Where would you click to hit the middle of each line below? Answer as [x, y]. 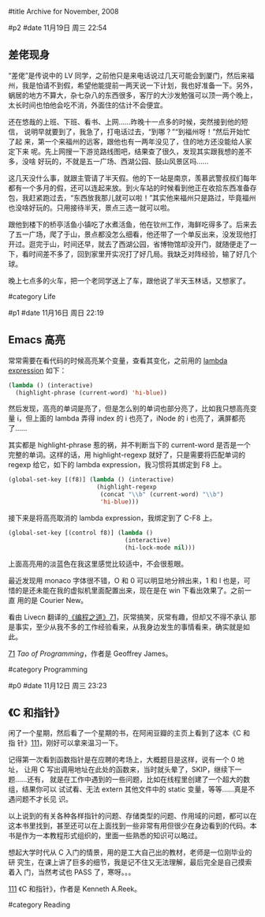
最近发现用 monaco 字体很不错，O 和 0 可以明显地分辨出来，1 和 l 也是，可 [129, 580]
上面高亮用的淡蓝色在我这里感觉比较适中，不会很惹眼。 [98, 563]
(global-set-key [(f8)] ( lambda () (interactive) [91, 480]
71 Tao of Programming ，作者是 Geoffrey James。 [90, 653]
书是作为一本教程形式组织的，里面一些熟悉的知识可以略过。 [105, 836]
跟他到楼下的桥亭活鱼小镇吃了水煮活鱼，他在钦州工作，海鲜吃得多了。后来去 [132, 224]
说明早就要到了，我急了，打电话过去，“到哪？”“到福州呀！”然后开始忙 [137, 131]
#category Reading [39, 905]
